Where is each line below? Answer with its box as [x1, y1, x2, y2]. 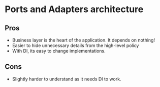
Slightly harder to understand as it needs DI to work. [12, 76, 121, 82]
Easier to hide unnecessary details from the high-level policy [12, 42, 139, 49]
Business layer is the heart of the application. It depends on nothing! [12, 37, 155, 43]
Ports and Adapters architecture [5, 4, 144, 15]
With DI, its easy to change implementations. [12, 48, 106, 54]
